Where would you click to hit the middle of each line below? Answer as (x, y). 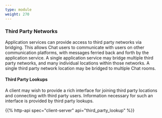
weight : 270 (17, 14)
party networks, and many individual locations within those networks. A (77, 63)
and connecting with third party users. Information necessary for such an (79, 96)
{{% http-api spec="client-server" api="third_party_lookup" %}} (70, 110)
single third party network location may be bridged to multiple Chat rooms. (81, 68)
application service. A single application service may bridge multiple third (79, 58)
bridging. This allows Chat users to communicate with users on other (75, 47)
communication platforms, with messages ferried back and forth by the (77, 53)
